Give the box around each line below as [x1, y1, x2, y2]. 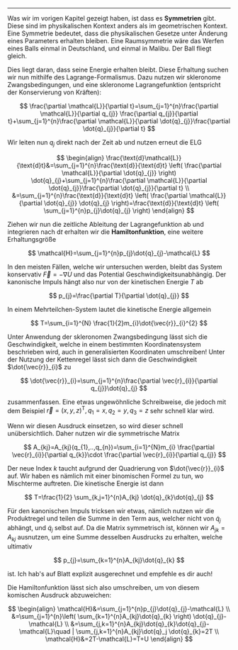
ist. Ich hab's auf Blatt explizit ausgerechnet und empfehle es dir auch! [7, 569, 213, 578]
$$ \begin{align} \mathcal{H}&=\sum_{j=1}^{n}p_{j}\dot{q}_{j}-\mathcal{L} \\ [8, 604, 230, 613]
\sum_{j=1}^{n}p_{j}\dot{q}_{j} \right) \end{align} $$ [43, 206, 195, 215]
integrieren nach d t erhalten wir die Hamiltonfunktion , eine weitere [7, 228, 204, 236]
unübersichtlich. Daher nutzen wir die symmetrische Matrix [7, 430, 180, 438]
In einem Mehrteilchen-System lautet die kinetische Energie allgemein [7, 305, 211, 313]
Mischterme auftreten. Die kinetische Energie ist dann [7, 479, 164, 488]
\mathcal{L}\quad [18, 627, 71, 635]
